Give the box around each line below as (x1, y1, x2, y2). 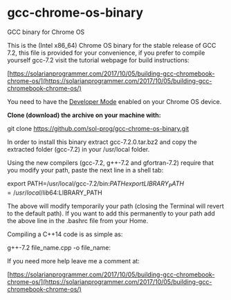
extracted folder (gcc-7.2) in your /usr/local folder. (7, 145, 150, 153)
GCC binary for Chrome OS (7, 28, 85, 36)
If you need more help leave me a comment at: (7, 256, 140, 265)
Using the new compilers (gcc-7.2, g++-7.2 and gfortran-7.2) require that (7, 158, 214, 167)
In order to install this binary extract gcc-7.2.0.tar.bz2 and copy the (7, 137, 197, 146)
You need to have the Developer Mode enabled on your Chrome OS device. (7, 97, 222, 105)
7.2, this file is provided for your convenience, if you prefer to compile (7, 48, 205, 57)
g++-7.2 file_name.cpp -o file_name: (7, 243, 111, 252)
